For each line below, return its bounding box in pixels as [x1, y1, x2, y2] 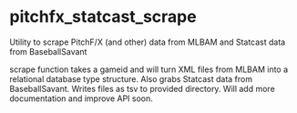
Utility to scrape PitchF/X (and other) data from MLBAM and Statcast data [9, 36, 286, 47]
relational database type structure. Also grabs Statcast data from [9, 73, 253, 84]
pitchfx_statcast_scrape [9, 6, 198, 27]
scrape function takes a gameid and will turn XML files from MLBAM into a [9, 64, 289, 75]
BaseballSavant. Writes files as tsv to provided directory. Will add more [9, 83, 275, 94]
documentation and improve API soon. [9, 93, 153, 104]
